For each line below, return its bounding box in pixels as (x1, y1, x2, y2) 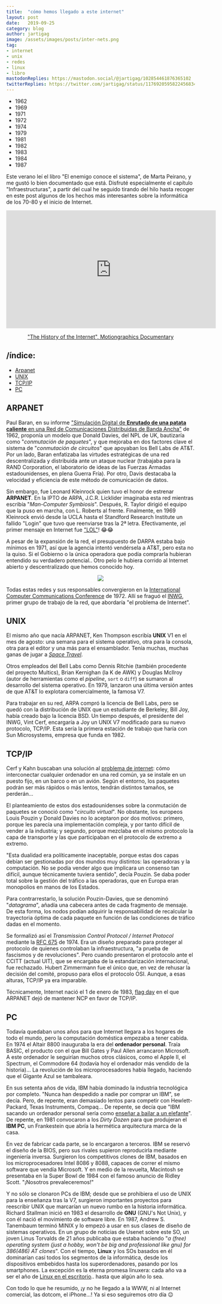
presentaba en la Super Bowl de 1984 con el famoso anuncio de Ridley (6, 1172, 181, 1179)
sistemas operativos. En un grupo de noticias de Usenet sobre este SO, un (6, 1228, 190, 1236)
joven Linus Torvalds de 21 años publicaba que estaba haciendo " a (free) (6, 1235, 187, 1242)
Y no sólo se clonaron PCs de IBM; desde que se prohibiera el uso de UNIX (6, 1190, 191, 1197)
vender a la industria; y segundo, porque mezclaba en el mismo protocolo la (6, 828, 193, 835)
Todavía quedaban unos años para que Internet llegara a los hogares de (6, 1028, 184, 1036)
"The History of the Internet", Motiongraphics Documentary (27, 333, 174, 340)
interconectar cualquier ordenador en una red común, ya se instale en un (6, 771, 187, 778)
